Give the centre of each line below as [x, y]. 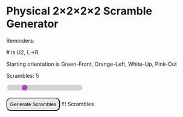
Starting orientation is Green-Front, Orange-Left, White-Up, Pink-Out [91, 64]
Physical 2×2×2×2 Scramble [79, 11]
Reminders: [21, 40]
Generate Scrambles [33, 104]
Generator [32, 24]
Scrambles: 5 [23, 75]
